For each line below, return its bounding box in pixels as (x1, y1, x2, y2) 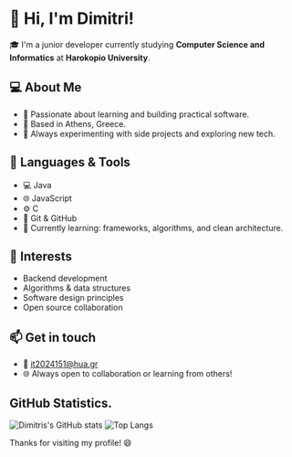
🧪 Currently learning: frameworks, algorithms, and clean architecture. (22, 222, 284, 233)
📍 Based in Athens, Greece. (22, 118, 126, 129)
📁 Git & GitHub (22, 212, 78, 223)
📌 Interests (9, 249, 73, 264)
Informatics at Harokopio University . (9, 52, 151, 63)
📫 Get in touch (9, 329, 97, 345)
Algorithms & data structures (22, 282, 130, 293)
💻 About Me (9, 80, 82, 95)
